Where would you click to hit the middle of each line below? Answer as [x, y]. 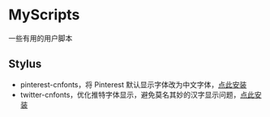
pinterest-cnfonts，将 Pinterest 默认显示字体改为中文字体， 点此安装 [133, 84]
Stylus [25, 64]
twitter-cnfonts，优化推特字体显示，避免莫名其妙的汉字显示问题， [130, 94]
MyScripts [44, 15]
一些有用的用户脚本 [41, 38]
